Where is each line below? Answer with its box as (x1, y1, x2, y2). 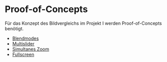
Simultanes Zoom (12, 46, 50, 52)
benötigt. (5, 25, 24, 31)
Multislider (12, 40, 35, 46)
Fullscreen (12, 51, 34, 57)
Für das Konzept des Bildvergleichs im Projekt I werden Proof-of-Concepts (5, 20, 162, 26)
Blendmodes (12, 35, 39, 41)
